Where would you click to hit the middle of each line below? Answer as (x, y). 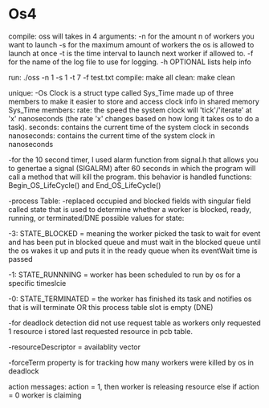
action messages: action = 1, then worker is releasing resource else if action (134, 386)
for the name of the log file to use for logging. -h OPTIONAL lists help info (130, 62)
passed (21, 259)
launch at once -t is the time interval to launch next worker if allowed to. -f (131, 53)
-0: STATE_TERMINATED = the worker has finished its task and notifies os (130, 299)
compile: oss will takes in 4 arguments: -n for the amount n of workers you (131, 36)
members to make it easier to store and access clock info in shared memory (134, 101)
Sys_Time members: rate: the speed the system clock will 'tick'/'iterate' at (130, 110)
